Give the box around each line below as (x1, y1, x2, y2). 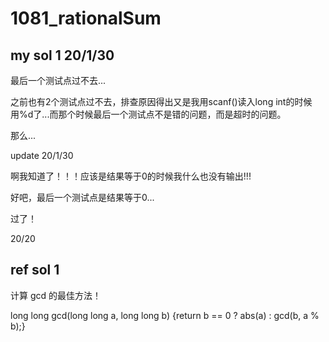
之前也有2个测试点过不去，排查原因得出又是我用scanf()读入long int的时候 (10, 96, 313, 107)
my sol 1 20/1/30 (10, 47, 115, 64)
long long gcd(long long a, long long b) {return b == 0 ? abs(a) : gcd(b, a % (10, 309, 320, 321)
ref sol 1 (10, 262, 60, 279)
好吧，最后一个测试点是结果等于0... (10, 192, 155, 203)
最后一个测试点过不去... (10, 75, 107, 86)
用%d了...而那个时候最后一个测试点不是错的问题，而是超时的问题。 (10, 108, 287, 120)
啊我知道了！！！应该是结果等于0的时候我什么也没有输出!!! (10, 170, 252, 182)
